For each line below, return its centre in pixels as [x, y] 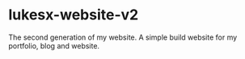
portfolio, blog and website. [54, 45]
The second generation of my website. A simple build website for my [123, 37]
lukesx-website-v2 [74, 15]
